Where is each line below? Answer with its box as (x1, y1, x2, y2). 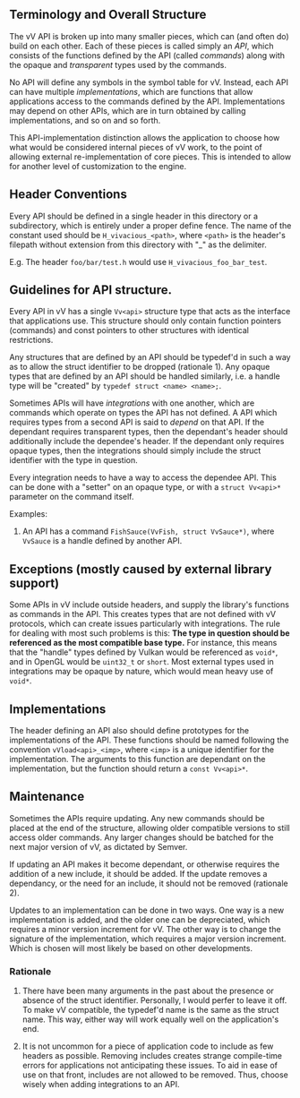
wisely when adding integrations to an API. (21, 1079, 180, 1090)
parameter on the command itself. (9, 492, 134, 502)
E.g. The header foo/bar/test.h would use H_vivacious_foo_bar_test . (9, 256, 268, 267)
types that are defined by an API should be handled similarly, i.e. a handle (9, 371, 280, 382)
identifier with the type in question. (9, 455, 138, 466)
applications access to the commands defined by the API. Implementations (9, 96, 286, 107)
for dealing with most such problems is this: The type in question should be (9, 628, 290, 639)
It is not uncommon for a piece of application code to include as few (21, 1041, 274, 1051)
